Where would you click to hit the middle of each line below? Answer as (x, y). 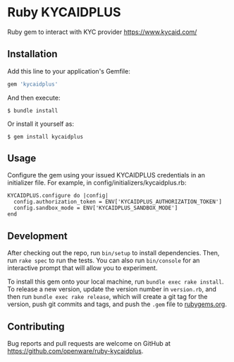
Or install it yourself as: (41, 124)
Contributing (36, 326)
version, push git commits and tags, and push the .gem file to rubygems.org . (117, 304)
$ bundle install (33, 110)
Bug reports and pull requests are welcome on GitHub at (89, 344)
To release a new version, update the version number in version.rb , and (112, 289)
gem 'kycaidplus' (33, 84)
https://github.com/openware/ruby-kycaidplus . (75, 351)
